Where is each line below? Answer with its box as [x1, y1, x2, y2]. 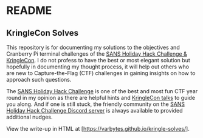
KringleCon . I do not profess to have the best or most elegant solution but [6, 57, 190, 64]
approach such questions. [6, 76, 72, 83]
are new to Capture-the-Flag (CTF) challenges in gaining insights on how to [6, 70, 196, 76]
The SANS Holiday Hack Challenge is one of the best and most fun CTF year [6, 88, 198, 94]
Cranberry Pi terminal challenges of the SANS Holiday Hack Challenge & [6, 50, 187, 57]
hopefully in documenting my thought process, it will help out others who [6, 63, 190, 70]
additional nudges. [6, 113, 53, 120]
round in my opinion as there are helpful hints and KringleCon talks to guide [6, 94, 196, 101]
